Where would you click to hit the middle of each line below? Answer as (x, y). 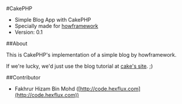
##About (17, 44)
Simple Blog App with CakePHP (53, 20)
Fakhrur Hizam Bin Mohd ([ (47, 89)
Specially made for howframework (56, 26)
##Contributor (23, 77)
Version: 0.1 (29, 32)
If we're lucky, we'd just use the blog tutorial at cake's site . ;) (80, 66)
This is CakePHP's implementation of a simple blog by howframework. (91, 55)
